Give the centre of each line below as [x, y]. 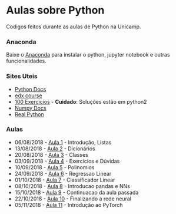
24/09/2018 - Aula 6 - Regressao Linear [63, 173]
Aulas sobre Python [55, 10]
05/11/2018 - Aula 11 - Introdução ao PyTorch [69, 205]
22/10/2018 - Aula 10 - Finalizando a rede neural [73, 199]
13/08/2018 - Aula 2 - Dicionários [55, 149]
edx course [28, 96]
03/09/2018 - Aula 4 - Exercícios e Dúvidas [67, 161]
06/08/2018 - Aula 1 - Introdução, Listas [63, 142]
